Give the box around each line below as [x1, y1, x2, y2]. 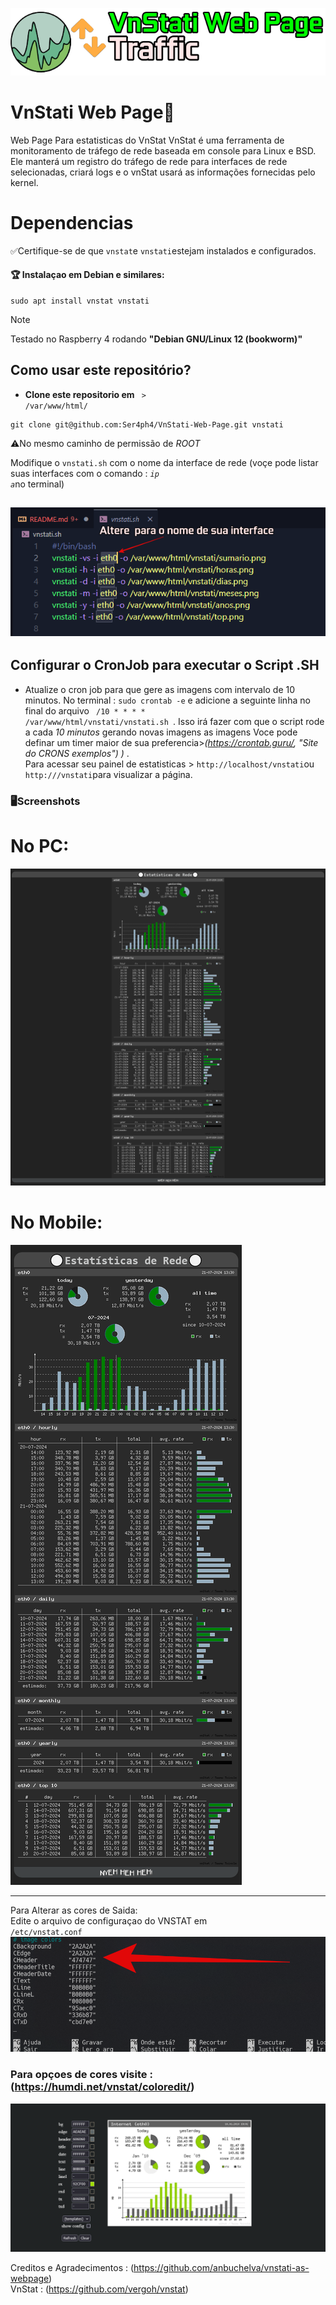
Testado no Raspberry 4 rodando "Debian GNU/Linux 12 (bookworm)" [10, 333, 303, 345]
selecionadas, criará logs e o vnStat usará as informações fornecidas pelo [10, 166, 316, 178]
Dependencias [10, 211, 134, 234]
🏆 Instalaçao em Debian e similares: [10, 269, 165, 281]
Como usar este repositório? [10, 362, 192, 379]
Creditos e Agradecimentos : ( [10, 2261, 135, 2273]
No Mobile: [10, 1211, 103, 1233]
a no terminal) [10, 478, 65, 490]
